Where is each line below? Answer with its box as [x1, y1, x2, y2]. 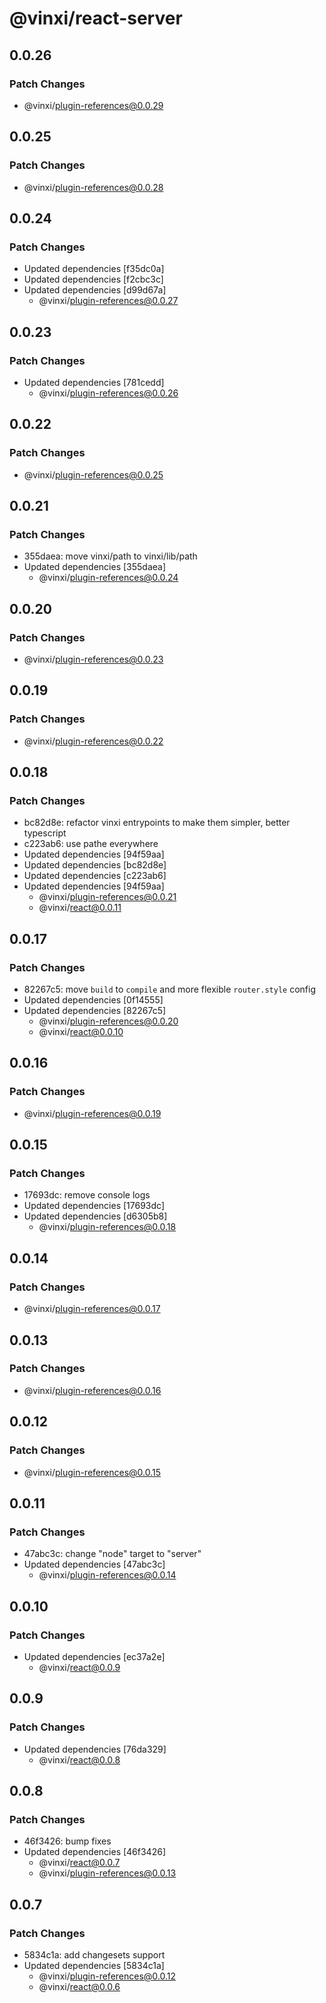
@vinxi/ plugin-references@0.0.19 [23, 1107, 162, 1119]
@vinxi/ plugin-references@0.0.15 [23, 1466, 161, 1478]
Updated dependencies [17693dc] [23, 1200, 165, 1212]
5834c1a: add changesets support [23, 1948, 166, 1961]
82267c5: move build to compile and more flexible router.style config [23, 983, 316, 996]
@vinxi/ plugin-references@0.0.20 [38, 1015, 179, 1027]
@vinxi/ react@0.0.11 [38, 902, 122, 914]
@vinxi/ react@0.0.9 [38, 1661, 121, 1673]
